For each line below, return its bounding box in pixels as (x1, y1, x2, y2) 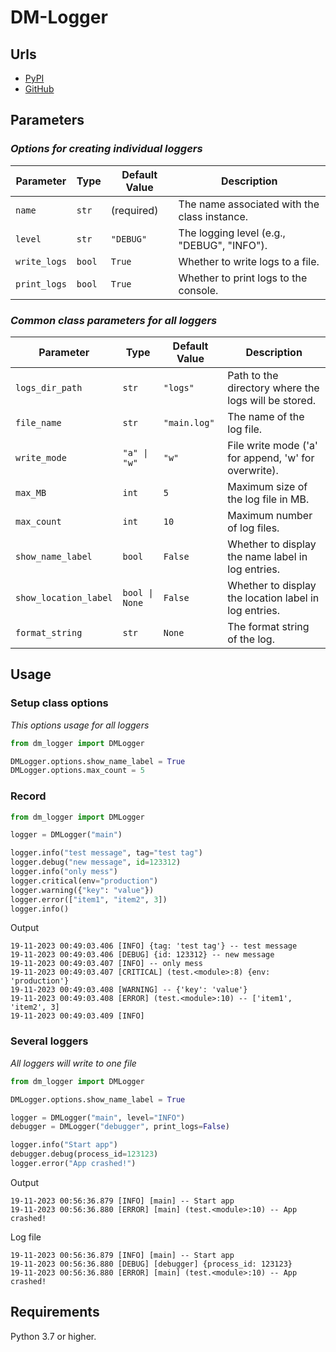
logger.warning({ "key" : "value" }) (10, 885, 155, 895)
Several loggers (10, 1034, 89, 1048)
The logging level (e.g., (178, 226, 286, 240)
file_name (15, 417, 62, 428)
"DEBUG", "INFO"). (178, 238, 268, 252)
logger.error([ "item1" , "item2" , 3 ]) (10, 894, 168, 905)
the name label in (227, 549, 308, 563)
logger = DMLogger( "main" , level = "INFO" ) (10, 1112, 186, 1123)
